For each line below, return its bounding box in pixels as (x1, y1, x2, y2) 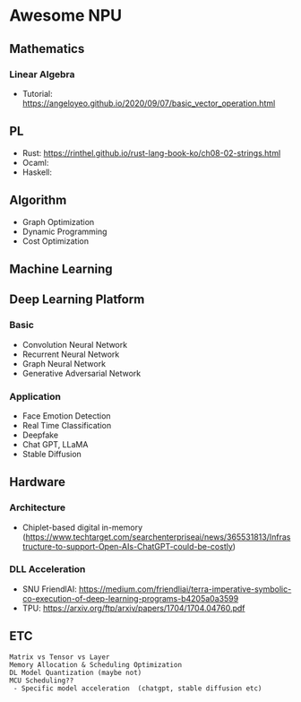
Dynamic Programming (21, 226, 107, 237)
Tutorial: (21, 88, 54, 99)
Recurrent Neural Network (21, 349, 120, 360)
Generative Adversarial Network (21, 368, 142, 378)
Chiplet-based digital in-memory (21, 522, 143, 533)
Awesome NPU (9, 5, 123, 26)
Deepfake (21, 429, 59, 440)
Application (9, 390, 61, 403)
